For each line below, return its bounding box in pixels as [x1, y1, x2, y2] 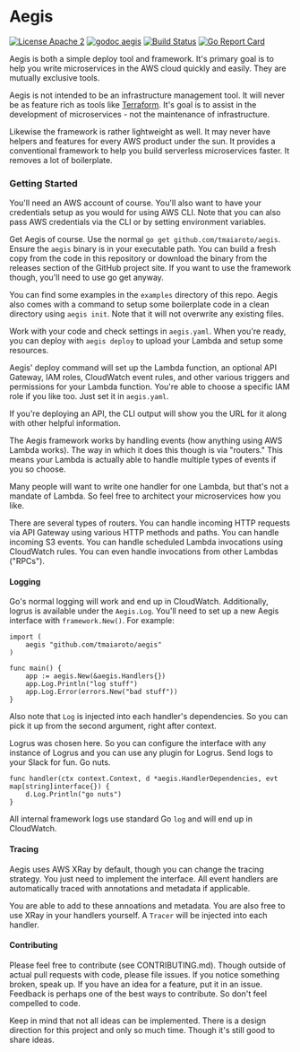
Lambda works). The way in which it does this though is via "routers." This [9, 445, 284, 456]
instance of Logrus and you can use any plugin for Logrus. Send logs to [9, 747, 273, 759]
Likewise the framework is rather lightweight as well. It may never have [9, 126, 271, 136]
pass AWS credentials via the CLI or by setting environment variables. [9, 217, 267, 228]
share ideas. [9, 1034, 56, 1045]
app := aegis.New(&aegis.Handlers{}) [25, 672, 167, 681]
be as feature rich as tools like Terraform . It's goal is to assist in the [9, 99, 257, 109]
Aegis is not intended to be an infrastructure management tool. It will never [9, 90, 285, 100]
